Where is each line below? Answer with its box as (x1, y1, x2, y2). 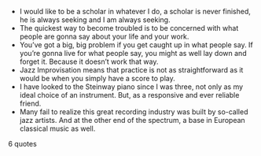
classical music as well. (19, 124, 96, 133)
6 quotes (8, 139, 37, 148)
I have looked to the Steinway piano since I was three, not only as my (19, 82, 244, 91)
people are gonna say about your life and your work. (19, 32, 189, 41)
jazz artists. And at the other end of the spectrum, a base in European (19, 116, 245, 124)
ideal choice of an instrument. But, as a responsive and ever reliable (19, 91, 240, 99)
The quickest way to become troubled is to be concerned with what (19, 24, 239, 32)
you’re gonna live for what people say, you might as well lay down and (19, 49, 247, 58)
